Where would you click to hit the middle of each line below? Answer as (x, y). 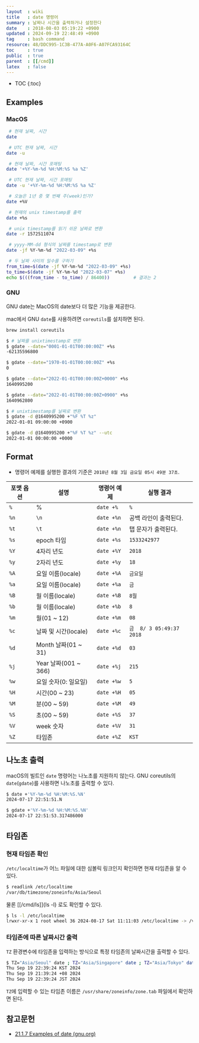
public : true (25, 56)
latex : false (26, 67)
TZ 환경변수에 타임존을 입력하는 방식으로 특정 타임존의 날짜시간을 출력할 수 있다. (98, 951)
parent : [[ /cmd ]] (30, 61)
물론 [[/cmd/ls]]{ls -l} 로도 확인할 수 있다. (54, 904)
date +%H (109, 692)
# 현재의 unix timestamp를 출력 (45, 212)
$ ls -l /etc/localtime (36, 916)
